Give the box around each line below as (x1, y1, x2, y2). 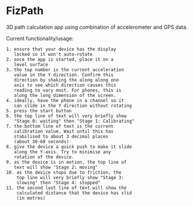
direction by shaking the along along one (13, 77, 119, 83)
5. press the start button (6, 107, 72, 114)
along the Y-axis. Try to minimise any (13, 148, 111, 155)
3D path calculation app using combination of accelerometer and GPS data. (6, 23, 188, 31)
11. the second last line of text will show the (6, 185, 127, 191)
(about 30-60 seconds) (13, 139, 69, 144)
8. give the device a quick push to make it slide (6, 144, 132, 150)
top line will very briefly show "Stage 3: (16, 174, 125, 180)
